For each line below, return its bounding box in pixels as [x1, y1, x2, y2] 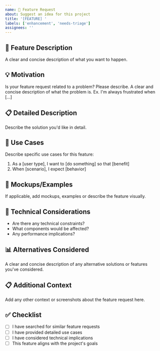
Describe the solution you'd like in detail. [5, 124, 87, 130]
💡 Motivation [5, 70, 45, 79]
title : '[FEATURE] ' [5, 16, 47, 21]
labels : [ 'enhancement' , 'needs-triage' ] [5, 21, 91, 26]
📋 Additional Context [5, 281, 72, 289]
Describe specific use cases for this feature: [5, 151, 94, 157]
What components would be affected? [12, 226, 89, 232]
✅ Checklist [5, 311, 42, 319]
